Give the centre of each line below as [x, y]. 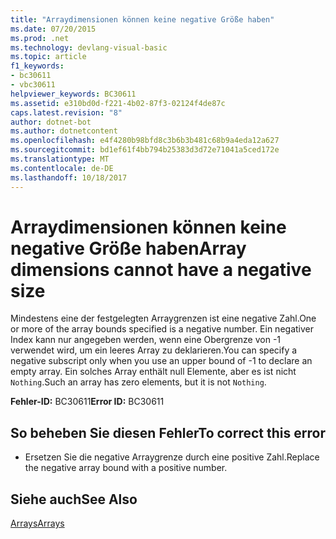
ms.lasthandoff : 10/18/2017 [69, 177]
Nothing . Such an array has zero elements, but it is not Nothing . [138, 382]
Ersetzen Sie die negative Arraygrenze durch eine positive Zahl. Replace [172, 457]
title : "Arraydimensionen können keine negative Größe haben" [142, 19]
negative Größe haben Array [128, 248]
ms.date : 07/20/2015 [53, 29]
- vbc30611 [33, 85]
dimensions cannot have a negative [161, 269]
